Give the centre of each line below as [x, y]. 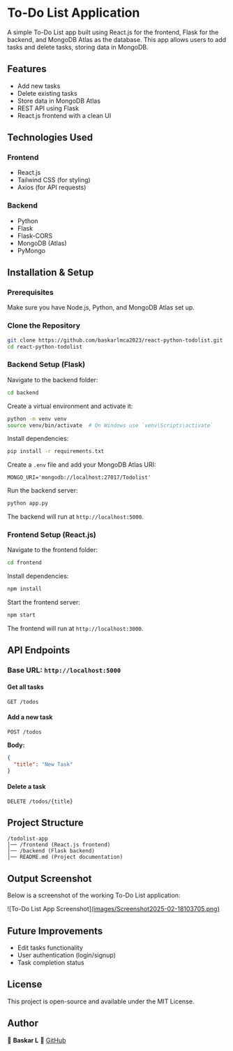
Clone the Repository [44, 326]
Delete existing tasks [47, 93]
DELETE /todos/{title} [40, 802]
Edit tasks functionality [50, 948]
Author [23, 1023]
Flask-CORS [35, 235]
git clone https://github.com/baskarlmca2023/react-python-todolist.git [115, 340]
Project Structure [45, 823]
